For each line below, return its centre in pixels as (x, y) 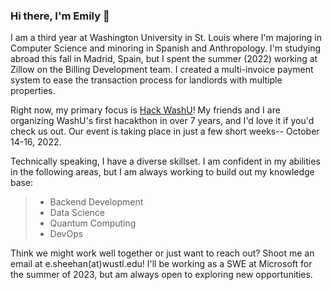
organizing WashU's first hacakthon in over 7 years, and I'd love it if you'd (162, 121)
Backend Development (96, 202)
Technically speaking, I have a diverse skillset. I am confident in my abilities (165, 161)
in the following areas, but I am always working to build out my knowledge (162, 172)
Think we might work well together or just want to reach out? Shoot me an (162, 253)
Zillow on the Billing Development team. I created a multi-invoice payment (162, 70)
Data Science (77, 213)
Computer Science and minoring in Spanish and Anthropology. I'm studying (166, 48)
